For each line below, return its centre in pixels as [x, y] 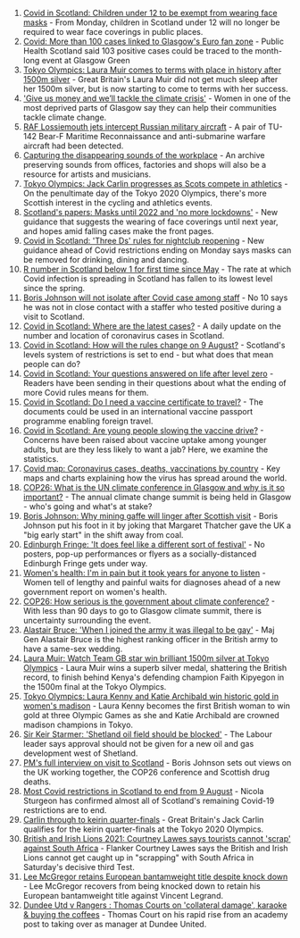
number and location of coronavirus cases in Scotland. [124, 335]
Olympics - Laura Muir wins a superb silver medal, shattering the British [155, 668]
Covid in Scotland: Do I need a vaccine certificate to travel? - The [143, 402]
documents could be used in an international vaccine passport [138, 411]
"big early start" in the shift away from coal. [103, 535]
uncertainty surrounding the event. [87, 620]
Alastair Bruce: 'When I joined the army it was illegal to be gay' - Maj [149, 630]
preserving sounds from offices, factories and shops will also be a [145, 165]
